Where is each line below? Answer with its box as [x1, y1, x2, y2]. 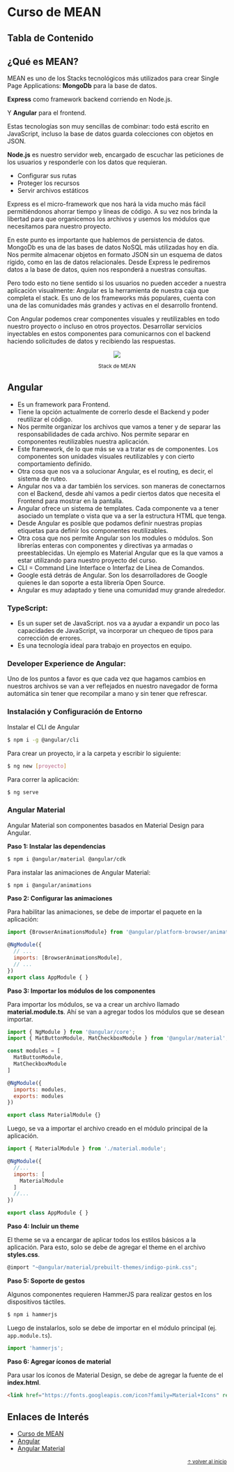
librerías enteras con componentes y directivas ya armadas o [17, 541, 193, 549]
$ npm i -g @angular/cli [7, 736, 79, 743]
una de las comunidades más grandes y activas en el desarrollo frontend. [7, 301, 218, 309]
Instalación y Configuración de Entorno [7, 707, 143, 717]
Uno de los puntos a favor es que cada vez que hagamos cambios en [7, 675, 206, 683]
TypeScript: [7, 603, 49, 613]
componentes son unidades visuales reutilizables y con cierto [17, 452, 195, 460]
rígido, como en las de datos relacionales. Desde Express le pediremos [7, 258, 211, 266]
